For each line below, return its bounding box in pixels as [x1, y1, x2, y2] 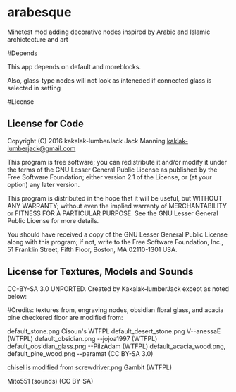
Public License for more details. [7, 216, 99, 225]
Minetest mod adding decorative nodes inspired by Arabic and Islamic [7, 28, 211, 36]
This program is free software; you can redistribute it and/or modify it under [7, 158, 228, 166]
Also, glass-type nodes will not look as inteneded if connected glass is [7, 76, 212, 85]
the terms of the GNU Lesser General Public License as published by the [7, 165, 218, 174]
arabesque [7, 4, 72, 20]
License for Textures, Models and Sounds [7, 266, 194, 278]
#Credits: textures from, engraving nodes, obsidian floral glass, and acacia [7, 305, 224, 314]
